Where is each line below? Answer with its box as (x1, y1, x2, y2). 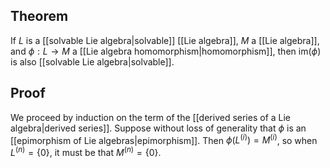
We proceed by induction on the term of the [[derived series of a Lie (10, 111, 292, 123)
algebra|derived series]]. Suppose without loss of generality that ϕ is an (10, 122, 307, 134)
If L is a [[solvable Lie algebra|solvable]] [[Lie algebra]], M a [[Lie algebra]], (10, 34, 320, 46)
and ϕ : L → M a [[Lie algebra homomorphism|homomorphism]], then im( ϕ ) (10, 45, 322, 57)
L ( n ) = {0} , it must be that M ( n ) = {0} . (10, 145, 162, 158)
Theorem (10, 8, 69, 25)
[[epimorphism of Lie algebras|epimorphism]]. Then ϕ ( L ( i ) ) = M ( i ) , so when (10, 132, 318, 146)
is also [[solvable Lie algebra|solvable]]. (10, 55, 175, 68)
